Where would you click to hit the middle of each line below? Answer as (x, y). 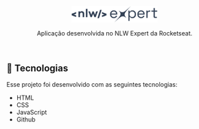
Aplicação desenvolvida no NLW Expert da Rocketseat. (115, 33)
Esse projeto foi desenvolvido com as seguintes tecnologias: (92, 85)
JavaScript (32, 113)
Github (26, 119)
